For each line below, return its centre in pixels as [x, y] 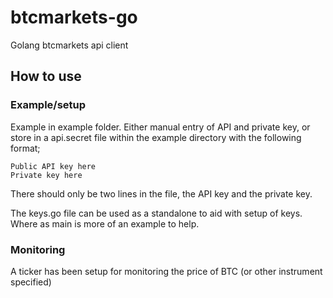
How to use [46, 76]
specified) [31, 282]
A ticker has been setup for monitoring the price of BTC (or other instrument [166, 271]
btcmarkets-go [74, 17]
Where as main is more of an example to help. [105, 223]
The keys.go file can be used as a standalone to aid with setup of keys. [156, 213]
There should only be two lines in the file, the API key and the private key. [161, 193]
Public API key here [53, 166]
